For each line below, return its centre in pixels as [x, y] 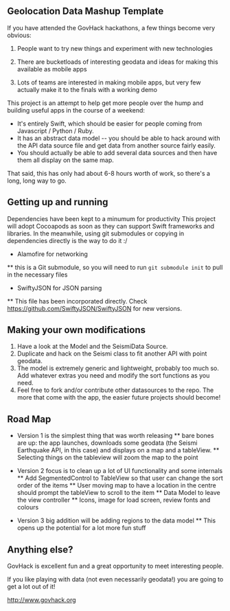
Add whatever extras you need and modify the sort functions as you [113, 376]
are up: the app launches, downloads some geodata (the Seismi [107, 443]
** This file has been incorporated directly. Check [77, 301]
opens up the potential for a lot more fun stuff [81, 528]
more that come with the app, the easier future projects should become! [119, 397]
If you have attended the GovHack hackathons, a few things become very [111, 27]
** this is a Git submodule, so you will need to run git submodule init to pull [115, 267]
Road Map [29, 419]
